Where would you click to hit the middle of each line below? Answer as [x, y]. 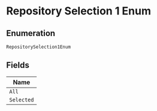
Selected [22, 100]
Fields [18, 65]
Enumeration [31, 33]
